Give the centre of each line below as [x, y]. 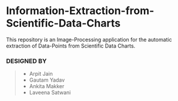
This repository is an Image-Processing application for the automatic [89, 39]
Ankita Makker [47, 86]
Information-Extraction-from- [80, 11]
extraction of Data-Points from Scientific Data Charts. [71, 46]
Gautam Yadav [47, 80]
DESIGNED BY [26, 61]
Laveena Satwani [50, 93]
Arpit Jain [41, 74]
